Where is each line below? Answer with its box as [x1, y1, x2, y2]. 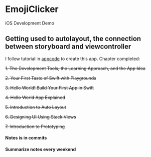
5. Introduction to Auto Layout [5, 104, 66, 110]
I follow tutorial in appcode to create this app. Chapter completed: [5, 55, 141, 61]
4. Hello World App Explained [5, 94, 66, 100]
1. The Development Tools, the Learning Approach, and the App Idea [5, 65, 146, 71]
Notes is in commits [5, 135, 47, 141]
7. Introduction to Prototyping [5, 123, 65, 129]
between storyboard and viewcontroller [5, 42, 131, 51]
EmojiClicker [5, 3, 59, 15]
